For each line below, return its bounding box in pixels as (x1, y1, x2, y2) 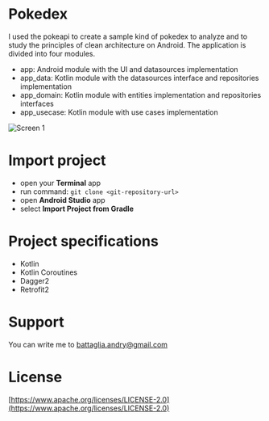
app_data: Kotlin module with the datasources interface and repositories (19, 73, 259, 82)
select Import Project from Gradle (19, 204, 134, 213)
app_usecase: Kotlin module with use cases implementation (19, 107, 219, 117)
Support (8, 313, 64, 331)
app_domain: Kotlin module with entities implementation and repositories (19, 90, 262, 99)
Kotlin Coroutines (19, 267, 78, 277)
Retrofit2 (19, 284, 50, 294)
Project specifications (8, 232, 159, 250)
